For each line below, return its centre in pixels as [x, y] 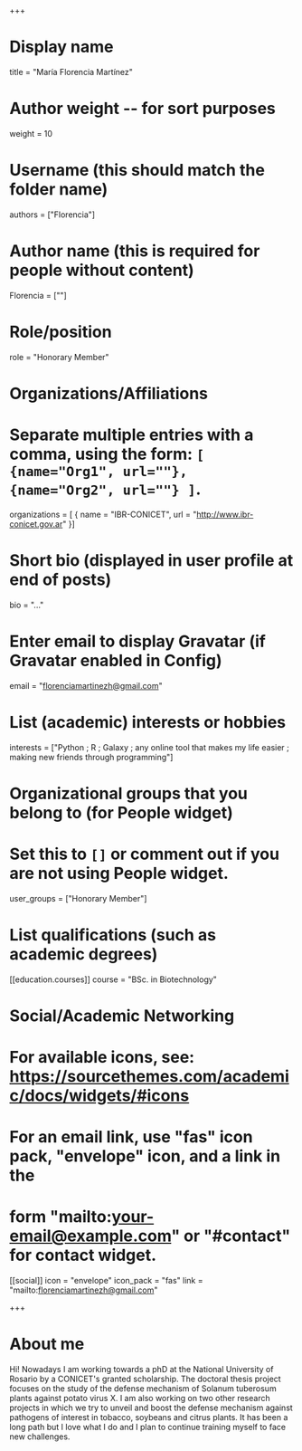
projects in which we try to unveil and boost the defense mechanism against [151, 1408]
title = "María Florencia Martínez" [71, 72]
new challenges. [40, 1437]
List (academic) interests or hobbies [148, 722]
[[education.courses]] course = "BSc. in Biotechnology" [113, 979]
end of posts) [61, 579]
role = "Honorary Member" [60, 357]
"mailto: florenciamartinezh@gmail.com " [84, 1290]
